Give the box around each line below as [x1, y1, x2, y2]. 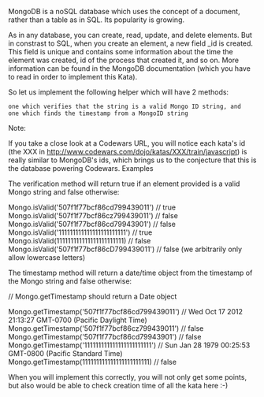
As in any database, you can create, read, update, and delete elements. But [8, 31, 252, 39]
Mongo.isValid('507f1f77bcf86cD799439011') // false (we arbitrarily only [8, 244, 243, 254]
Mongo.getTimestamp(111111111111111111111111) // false [8, 358, 177, 366]
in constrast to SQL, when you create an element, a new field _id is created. [8, 39, 254, 48]
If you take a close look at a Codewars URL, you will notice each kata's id [8, 139, 246, 148]
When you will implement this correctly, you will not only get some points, [8, 373, 247, 381]
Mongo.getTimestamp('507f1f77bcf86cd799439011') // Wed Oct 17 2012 [8, 307, 243, 316]
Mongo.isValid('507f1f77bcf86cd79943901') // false [8, 220, 176, 228]
